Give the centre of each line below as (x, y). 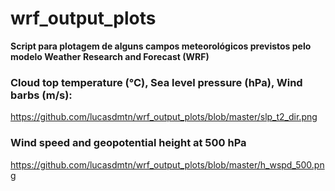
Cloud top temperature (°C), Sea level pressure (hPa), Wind (156, 82)
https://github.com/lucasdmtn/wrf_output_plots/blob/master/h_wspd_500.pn (167, 164)
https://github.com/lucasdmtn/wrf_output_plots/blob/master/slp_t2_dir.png (164, 117)
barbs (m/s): (41, 95)
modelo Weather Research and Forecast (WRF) (110, 56)
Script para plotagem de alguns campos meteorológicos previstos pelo (161, 46)
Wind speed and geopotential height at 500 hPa (128, 143)
